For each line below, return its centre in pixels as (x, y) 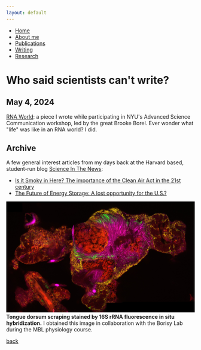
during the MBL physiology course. (49, 330)
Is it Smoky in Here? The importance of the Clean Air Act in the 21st (98, 180)
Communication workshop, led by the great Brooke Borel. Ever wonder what (100, 123)
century (25, 187)
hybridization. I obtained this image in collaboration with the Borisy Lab (95, 323)
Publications (30, 43)
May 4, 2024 (31, 102)
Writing (24, 49)
